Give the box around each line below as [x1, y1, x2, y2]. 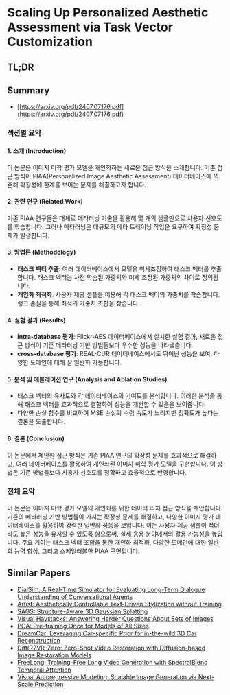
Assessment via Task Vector [7, 19, 174, 35]
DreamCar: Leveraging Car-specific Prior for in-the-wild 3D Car [16, 629, 197, 637]
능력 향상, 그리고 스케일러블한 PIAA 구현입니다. [14, 547, 140, 555]
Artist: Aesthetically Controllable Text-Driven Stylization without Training [16, 600, 222, 608]
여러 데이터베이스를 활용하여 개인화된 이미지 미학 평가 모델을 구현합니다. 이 [16, 460, 216, 468]
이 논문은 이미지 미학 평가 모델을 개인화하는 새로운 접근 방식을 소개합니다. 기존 [7, 163, 216, 172]
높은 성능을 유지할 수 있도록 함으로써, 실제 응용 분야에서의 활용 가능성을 [19, 530, 211, 538]
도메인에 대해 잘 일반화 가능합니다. [30, 358, 122, 366]
